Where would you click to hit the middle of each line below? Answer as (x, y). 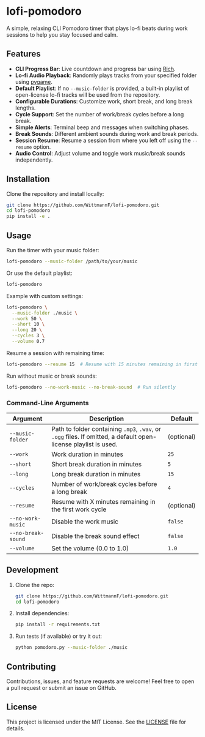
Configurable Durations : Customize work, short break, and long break (104, 101)
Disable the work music (85, 522)
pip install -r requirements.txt (58, 625)
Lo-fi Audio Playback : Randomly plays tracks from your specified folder (106, 75)
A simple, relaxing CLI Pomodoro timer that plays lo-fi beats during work (97, 28)
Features (23, 54)
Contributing (31, 666)
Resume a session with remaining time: (56, 353)
